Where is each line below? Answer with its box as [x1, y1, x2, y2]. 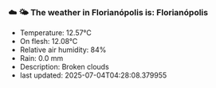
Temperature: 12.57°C [19, 28, 92, 38]
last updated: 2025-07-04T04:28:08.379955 [19, 70, 167, 80]
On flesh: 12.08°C [19, 37, 78, 46]
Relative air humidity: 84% [19, 45, 107, 54]
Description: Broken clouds [19, 62, 109, 72]
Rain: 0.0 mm [19, 54, 64, 63]
